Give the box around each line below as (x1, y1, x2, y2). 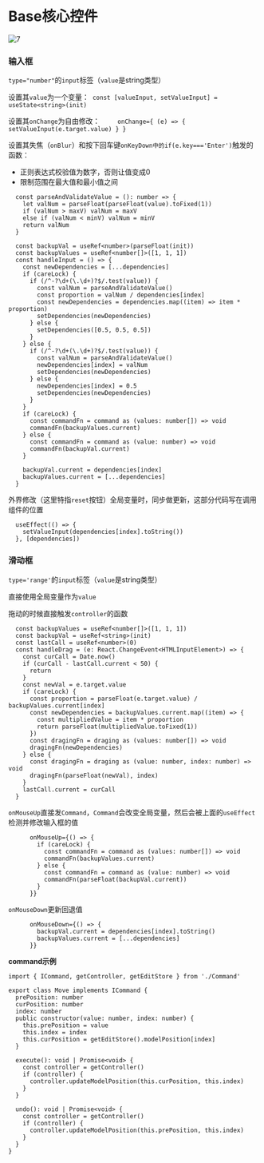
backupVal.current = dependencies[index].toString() (37, 927, 216, 935)
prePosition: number (15, 993, 84, 1002)
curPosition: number (15, 1000, 84, 1008)
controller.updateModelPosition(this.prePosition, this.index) (29, 1126, 245, 1134)
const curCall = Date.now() (22, 652, 116, 660)
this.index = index (22, 1028, 88, 1036)
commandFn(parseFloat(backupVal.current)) (43, 875, 187, 883)
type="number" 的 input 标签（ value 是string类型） (8, 75, 166, 85)
